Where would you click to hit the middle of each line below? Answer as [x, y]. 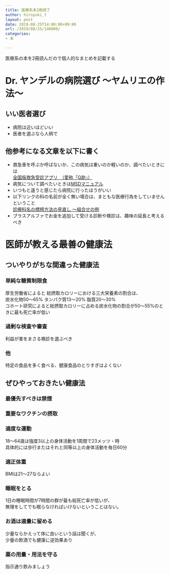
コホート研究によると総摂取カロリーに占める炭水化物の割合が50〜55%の [82, 306]
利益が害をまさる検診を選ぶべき [39, 338]
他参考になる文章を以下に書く [52, 151]
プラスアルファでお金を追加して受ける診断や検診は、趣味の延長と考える [89, 216]
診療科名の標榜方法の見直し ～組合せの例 [56, 209]
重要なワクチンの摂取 [31, 414]
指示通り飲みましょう [28, 566]
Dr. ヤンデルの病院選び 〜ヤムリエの [80, 81]
